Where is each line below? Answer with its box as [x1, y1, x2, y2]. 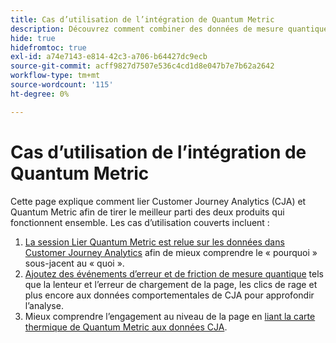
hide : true [10, 33, 56, 43]
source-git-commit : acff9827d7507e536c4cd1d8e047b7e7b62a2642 [10, 61, 275, 71]
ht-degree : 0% [10, 89, 70, 99]
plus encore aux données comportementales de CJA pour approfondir [24, 289, 315, 301]
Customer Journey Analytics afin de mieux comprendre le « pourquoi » [24, 246, 318, 258]
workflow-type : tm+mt [10, 71, 101, 81]
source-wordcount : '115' [10, 80, 114, 90]
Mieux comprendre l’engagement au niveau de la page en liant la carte [24, 310, 316, 322]
